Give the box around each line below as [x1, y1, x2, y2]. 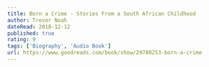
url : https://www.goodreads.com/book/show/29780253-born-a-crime [7, 50, 202, 57]
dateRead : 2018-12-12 [7, 23, 71, 30]
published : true [7, 29, 55, 37]
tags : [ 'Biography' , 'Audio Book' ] [7, 43, 112, 50]
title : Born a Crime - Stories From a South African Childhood [7, 10, 196, 17]
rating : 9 [7, 36, 36, 43]
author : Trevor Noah [7, 17, 68, 24]
